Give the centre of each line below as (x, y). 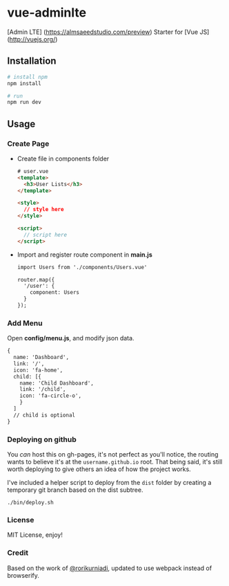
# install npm (28, 77)
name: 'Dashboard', (41, 358)
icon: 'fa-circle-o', (50, 396)
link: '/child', (43, 390)
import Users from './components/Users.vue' (82, 267)
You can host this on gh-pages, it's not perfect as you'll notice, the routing (113, 455)
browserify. (23, 575)
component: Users (54, 293)
